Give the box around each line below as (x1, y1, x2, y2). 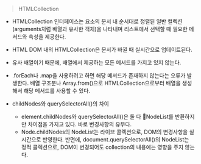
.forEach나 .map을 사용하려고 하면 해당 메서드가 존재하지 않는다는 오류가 (12, 72, 186, 79)
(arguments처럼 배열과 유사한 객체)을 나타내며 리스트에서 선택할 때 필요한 (12, 26, 188, 32)
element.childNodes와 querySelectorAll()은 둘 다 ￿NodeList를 (21, 113, 174, 120)
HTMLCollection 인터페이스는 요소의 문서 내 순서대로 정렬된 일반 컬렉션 (12, 18, 183, 25)
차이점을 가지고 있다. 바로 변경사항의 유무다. (27, 121, 132, 127)
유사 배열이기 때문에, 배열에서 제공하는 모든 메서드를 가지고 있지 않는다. (12, 59, 182, 66)
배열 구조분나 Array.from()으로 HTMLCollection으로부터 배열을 (30, 79, 181, 87)
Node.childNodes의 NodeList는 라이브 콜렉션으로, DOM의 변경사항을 (21, 128, 188, 135)
